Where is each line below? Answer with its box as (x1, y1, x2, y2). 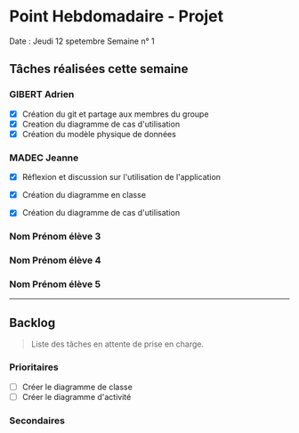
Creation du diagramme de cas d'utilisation (21, 118, 181, 129)
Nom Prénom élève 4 (9, 254, 101, 266)
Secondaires (9, 414, 65, 427)
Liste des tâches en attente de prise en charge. (30, 339, 205, 349)
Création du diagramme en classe (21, 190, 147, 200)
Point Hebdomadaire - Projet (9, 6, 224, 27)
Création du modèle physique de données (21, 128, 176, 139)
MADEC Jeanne (9, 151, 79, 164)
